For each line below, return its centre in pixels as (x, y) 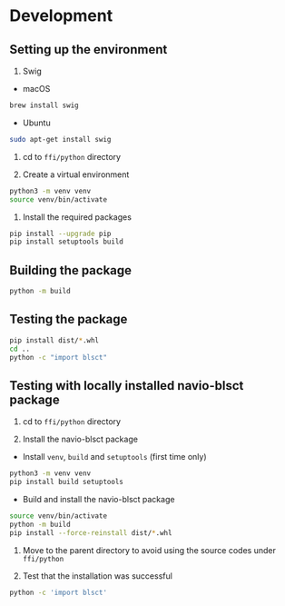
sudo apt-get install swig (60, 139)
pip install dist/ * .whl (54, 340)
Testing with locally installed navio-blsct (127, 386)
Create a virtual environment (76, 174)
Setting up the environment (88, 50)
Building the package (71, 270)
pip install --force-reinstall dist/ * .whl (91, 532)
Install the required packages (77, 217)
